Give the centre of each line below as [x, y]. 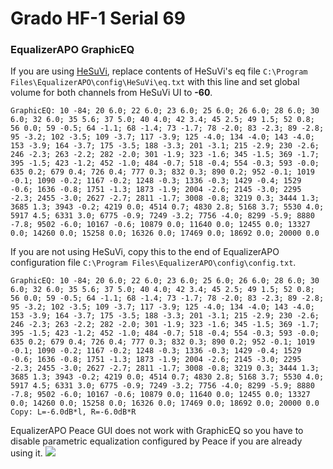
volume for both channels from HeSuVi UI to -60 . [111, 93]
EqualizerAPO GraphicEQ [72, 50]
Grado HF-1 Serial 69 [98, 18]
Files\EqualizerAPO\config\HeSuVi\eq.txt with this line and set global [155, 82]
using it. [26, 453]
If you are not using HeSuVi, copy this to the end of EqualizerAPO [145, 252]
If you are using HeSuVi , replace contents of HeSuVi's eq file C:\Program [159, 71]
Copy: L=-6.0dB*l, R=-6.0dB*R [73, 412]
